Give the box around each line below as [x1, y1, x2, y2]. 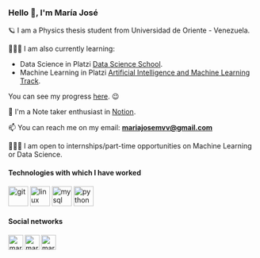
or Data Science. [8, 150, 63, 160]
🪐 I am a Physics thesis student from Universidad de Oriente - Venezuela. [8, 25, 250, 35]
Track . [19, 76, 41, 86]
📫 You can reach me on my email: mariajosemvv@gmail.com [8, 123, 212, 133]
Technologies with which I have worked [8, 168, 141, 177]
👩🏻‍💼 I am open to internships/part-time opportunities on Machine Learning [8, 141, 252, 151]
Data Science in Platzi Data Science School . [19, 60, 163, 69]
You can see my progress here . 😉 [8, 91, 120, 102]
